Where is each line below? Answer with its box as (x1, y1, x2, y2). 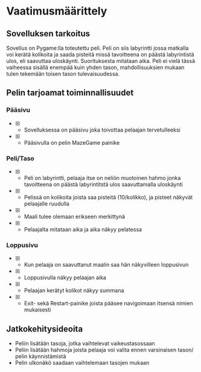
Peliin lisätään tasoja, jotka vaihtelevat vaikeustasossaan (14, 340, 155, 347)
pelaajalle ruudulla (24, 200, 69, 207)
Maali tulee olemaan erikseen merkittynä (24, 213, 126, 220)
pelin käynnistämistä (14, 353, 66, 360)
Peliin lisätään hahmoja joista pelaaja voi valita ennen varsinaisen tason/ (14, 347, 194, 354)
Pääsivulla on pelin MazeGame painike (24, 139, 120, 146)
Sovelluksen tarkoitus (6, 28, 91, 39)
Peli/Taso (6, 154, 34, 162)
